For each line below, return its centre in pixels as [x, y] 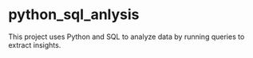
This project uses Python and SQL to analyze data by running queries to [126, 37]
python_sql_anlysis [74, 15]
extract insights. [35, 44]
